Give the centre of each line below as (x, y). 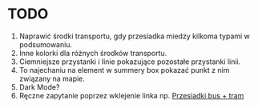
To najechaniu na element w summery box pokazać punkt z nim (124, 70)
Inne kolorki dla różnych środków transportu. (93, 53)
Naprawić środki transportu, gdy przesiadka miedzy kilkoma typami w (134, 36)
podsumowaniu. (46, 44)
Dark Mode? (39, 87)
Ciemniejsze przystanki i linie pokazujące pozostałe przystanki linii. (130, 62)
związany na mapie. (52, 78)
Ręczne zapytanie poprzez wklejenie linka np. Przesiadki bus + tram (131, 95)
